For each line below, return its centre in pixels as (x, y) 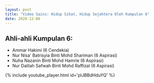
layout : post (18, 10)
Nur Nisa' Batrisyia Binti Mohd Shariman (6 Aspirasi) (65, 55)
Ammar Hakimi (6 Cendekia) (41, 50)
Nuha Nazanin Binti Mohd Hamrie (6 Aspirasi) (58, 61)
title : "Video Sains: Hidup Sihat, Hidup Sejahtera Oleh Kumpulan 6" (77, 14)
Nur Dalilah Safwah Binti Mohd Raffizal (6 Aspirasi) (63, 66)
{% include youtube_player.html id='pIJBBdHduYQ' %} (60, 75)
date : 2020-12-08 (23, 19)
